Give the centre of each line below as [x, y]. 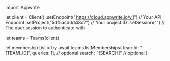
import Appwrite [23, 7]
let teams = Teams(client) [32, 38]
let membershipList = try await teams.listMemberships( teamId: [72, 48]
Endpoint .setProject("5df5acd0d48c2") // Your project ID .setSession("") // [85, 23]
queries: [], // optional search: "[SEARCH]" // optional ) [90, 53]
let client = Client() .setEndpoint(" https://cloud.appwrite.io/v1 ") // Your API [83, 17]
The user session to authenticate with [45, 28]
